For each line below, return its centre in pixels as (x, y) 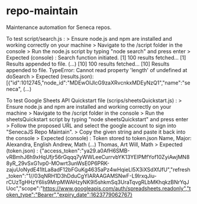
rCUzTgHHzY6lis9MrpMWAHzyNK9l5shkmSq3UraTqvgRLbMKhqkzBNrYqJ (98, 182)
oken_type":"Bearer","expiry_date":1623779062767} (70, 195)
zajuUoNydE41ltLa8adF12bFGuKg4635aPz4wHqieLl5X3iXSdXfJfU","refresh (98, 169)
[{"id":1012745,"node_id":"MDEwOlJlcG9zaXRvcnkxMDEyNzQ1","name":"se (98, 82)
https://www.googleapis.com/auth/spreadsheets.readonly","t (117, 188)
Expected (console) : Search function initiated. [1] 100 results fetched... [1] (96, 57)
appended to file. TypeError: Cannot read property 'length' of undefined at (97, 70)
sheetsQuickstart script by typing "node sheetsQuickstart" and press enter (97, 119)
